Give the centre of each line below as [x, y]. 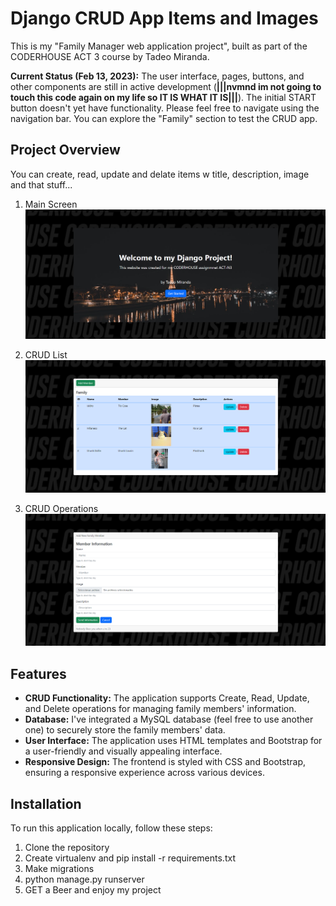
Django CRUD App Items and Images [164, 18]
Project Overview [65, 150]
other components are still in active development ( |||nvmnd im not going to [166, 86]
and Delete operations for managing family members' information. [160, 709]
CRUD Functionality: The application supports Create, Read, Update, [167, 698]
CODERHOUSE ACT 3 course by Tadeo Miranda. [110, 56]
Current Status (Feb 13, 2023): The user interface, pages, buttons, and [157, 76]
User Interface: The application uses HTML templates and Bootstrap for [173, 741]
